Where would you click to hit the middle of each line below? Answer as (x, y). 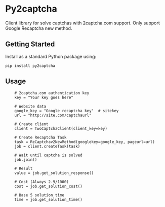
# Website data (30, 106)
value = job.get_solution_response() (54, 173)
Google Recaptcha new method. (39, 28)
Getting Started (30, 44)
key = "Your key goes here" (44, 97)
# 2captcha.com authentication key (52, 93)
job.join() (26, 160)
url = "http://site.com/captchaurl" (53, 115)
